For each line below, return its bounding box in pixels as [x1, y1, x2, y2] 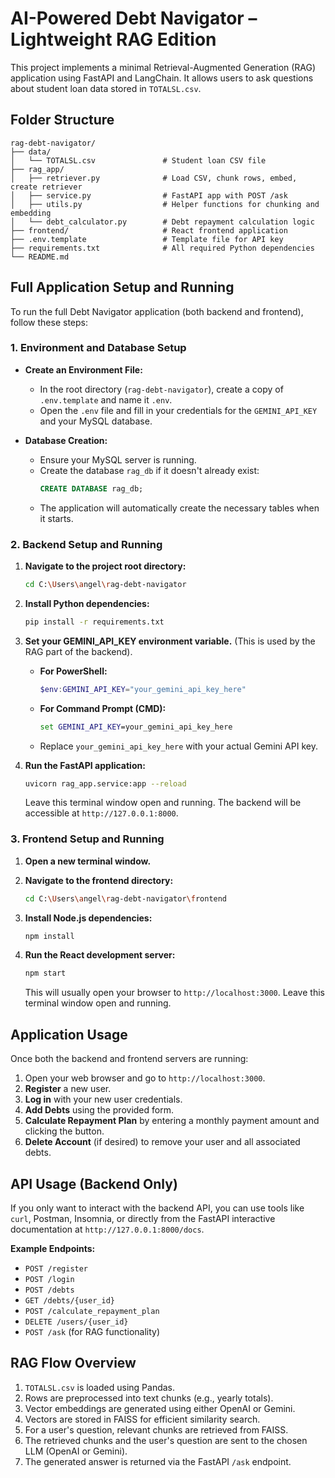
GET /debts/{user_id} [24, 1295, 115, 1306]
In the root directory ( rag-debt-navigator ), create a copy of [39, 383, 284, 395]
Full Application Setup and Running [10, 279, 235, 296]
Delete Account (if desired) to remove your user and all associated [24, 1136, 301, 1148]
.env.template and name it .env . [39, 393, 173, 406]
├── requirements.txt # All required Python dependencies [10, 243, 315, 253]
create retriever [10, 182, 83, 192]
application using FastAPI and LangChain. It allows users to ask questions [10, 72, 314, 84]
